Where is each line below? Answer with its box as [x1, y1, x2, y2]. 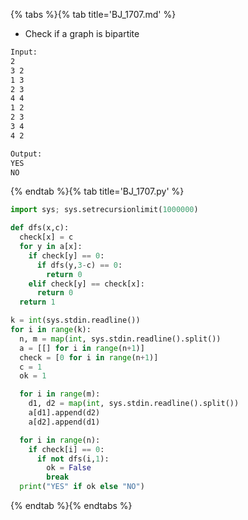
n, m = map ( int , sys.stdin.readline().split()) [19, 334, 222, 344]
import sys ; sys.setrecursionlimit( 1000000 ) [10, 205, 199, 215]
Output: [10, 149, 43, 159]
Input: [10, 47, 38, 57]
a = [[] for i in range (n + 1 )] [19, 343, 145, 353]
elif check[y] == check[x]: [28, 279, 145, 289]
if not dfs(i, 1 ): [36, 454, 110, 464]
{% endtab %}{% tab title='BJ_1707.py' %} [10, 185, 185, 198]
